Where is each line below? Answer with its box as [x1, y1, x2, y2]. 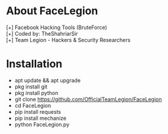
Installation [6, 58, 63, 71]
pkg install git [14, 83, 48, 90]
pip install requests [14, 108, 61, 115]
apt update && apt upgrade [14, 76, 81, 84]
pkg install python [14, 89, 59, 96]
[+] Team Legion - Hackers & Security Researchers [6, 36, 131, 43]
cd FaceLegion [14, 102, 51, 109]
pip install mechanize [14, 114, 67, 122]
